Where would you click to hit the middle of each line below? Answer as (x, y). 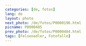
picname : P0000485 (24, 27)
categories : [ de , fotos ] (30, 9)
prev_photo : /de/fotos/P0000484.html (43, 32)
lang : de (14, 14)
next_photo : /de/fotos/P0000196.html (43, 23)
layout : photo (19, 18)
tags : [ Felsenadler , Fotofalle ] (38, 36)
